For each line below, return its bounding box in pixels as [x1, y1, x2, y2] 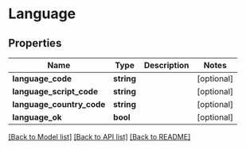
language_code [12, 73, 72, 84]
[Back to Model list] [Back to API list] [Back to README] [8, 132, 191, 141]
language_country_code [12, 99, 106, 109]
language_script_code [12, 86, 98, 97]
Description [143, 60, 189, 71]
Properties [8, 36, 62, 50]
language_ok [12, 112, 62, 123]
